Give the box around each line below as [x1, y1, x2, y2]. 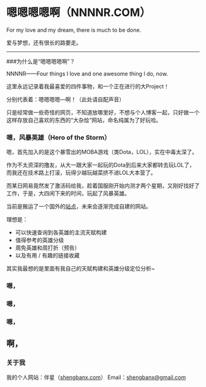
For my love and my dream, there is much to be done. [6, 26, 142, 34]
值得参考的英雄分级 [15, 237, 64, 244]
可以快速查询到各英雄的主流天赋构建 [15, 229, 107, 236]
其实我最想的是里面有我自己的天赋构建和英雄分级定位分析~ [6, 265, 155, 272]
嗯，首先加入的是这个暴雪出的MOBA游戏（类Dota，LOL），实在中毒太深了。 [6, 148, 198, 156]
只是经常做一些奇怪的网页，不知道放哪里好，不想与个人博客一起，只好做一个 [6, 109, 200, 116]
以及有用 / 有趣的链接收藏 [15, 252, 80, 259]
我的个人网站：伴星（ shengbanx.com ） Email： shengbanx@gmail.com [6, 374, 186, 381]
